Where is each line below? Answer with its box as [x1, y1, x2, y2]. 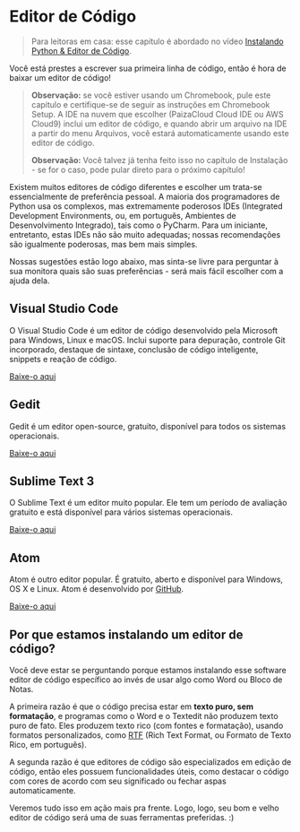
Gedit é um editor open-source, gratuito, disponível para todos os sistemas [9, 420, 287, 431]
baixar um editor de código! [9, 72, 112, 82]
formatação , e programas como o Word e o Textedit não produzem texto [9, 711, 279, 721]
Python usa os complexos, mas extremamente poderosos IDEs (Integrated [9, 200, 284, 212]
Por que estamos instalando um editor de [9, 627, 244, 642]
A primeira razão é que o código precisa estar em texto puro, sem [9, 701, 253, 712]
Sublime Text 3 [9, 473, 95, 489]
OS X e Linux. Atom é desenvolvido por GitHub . [9, 584, 184, 594]
